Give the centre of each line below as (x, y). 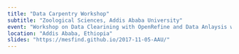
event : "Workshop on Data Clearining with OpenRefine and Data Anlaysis (117, 27)
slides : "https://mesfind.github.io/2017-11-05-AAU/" (89, 40)
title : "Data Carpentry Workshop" (59, 14)
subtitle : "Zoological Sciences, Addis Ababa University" (95, 20)
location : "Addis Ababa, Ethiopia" (60, 33)
